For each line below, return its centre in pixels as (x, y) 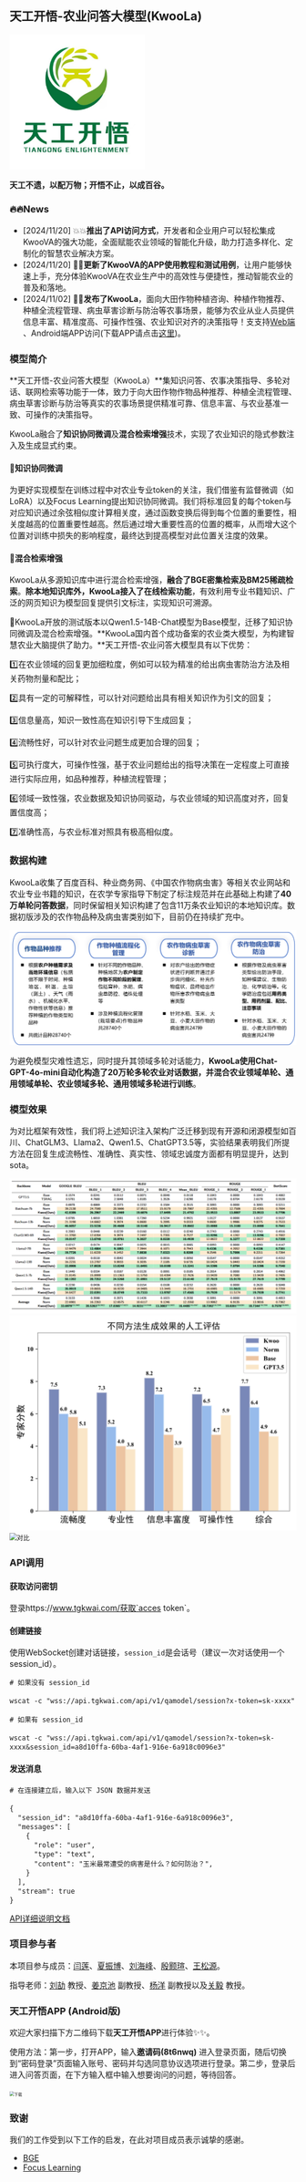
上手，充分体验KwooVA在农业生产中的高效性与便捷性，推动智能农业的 (162, 275)
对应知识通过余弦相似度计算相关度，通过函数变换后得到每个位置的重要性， (149, 512)
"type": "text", (64, 1854)
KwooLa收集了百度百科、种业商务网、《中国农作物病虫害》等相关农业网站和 (150, 882)
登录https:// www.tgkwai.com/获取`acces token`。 (102, 1608)
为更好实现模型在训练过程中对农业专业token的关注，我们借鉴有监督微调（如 (152, 490)
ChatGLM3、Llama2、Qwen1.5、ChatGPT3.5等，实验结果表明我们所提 (157, 1143)
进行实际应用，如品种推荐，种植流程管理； (89, 779)
